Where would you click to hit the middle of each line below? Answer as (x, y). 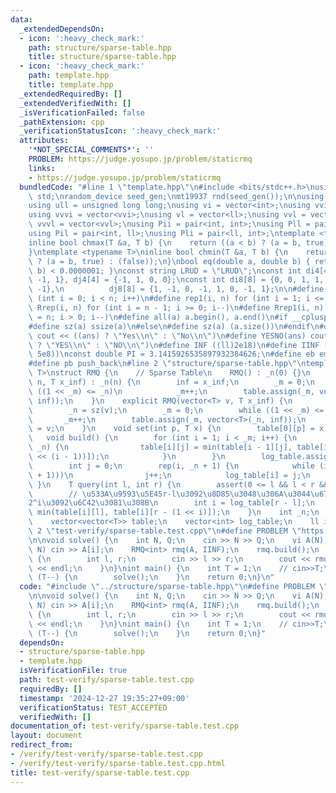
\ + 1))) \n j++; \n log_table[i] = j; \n (169, 475)
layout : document (46, 736)
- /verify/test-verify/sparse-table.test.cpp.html (118, 763)
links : (42, 168)
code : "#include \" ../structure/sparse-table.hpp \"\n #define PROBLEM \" (174, 587)
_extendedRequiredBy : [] (71, 94)
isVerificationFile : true (73, 671)
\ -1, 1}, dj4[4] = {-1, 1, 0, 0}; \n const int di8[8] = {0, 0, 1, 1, (176, 280)
